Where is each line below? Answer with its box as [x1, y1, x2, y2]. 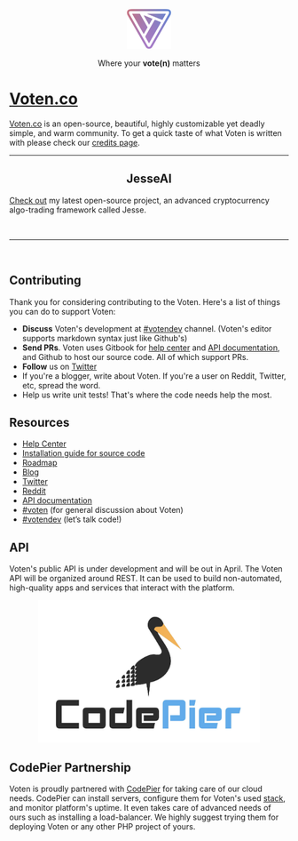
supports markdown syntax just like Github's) [21, 332, 188, 343]
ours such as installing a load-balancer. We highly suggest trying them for [9, 812, 279, 822]
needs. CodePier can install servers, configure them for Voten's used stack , [9, 793, 286, 804]
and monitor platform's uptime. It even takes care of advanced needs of [9, 803, 272, 813]
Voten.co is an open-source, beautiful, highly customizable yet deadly [9, 118, 265, 129]
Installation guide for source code [21, 448, 145, 459]
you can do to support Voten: [9, 306, 116, 316]
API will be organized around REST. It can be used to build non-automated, [9, 573, 282, 584]
